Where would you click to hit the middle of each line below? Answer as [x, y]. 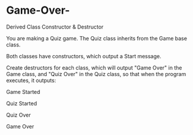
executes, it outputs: [31, 80]
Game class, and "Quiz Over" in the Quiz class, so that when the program [96, 74]
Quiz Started [22, 103]
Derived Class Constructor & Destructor [55, 27]
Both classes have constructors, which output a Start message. [84, 56]
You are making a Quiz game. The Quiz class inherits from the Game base [97, 38]
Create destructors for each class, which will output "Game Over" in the [94, 67]
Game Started [23, 92]
